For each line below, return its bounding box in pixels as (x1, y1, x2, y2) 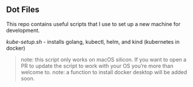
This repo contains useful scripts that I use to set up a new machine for (6, 20, 180, 27)
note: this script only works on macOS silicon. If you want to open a (20, 56, 186, 63)
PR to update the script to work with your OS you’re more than (20, 62, 174, 69)
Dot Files (6, 5, 40, 15)
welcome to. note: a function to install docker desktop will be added (20, 68, 188, 76)
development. (6, 27, 40, 34)
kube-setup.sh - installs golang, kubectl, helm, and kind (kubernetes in (6, 38, 180, 45)
